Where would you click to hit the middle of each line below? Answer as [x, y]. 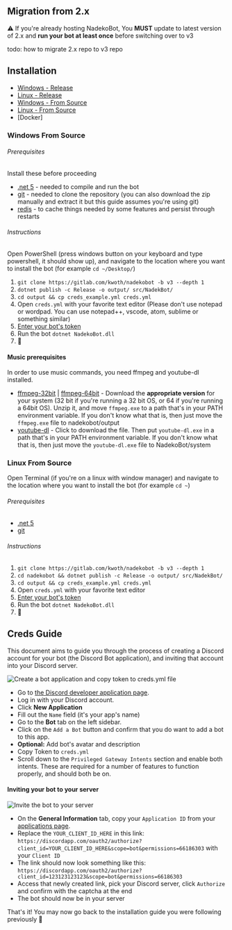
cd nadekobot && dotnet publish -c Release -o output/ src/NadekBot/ [120, 576]
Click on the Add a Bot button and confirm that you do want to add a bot [120, 729]
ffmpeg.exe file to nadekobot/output [68, 423]
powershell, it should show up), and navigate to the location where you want [116, 261]
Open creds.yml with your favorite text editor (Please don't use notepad [120, 304]
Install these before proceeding [52, 173]
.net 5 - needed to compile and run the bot [78, 186]
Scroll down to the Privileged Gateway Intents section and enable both [120, 759]
